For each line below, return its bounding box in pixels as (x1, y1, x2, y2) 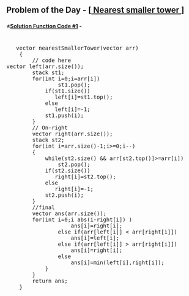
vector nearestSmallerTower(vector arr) (16, 44, 139, 51)
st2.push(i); (45, 191, 84, 199)
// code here (32, 56, 72, 64)
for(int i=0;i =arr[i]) (32, 75, 100, 82)
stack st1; (32, 69, 65, 76)
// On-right (32, 124, 69, 131)
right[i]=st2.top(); (54, 173, 116, 180)
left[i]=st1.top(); (54, 93, 113, 101)
